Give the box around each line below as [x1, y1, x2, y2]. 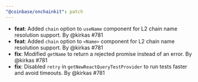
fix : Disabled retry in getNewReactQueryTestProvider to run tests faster [14, 63, 187, 70]
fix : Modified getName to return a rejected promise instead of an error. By [14, 50, 192, 57]
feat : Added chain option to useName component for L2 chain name [14, 25, 178, 32]
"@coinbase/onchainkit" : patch [5, 8, 83, 15]
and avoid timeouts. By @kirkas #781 [14, 69, 105, 76]
